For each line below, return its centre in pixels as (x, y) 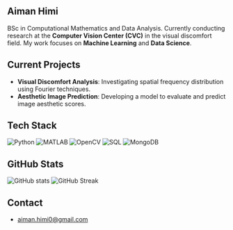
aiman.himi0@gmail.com (53, 220)
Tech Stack (32, 125)
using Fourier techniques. (54, 89)
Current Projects (44, 65)
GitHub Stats (35, 164)
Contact (25, 203)
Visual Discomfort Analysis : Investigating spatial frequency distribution (120, 81)
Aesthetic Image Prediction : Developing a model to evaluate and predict (121, 96)
